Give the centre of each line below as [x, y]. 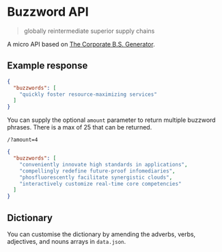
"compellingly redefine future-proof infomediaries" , [97, 171]
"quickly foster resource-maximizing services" [88, 94]
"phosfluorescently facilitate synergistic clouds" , [96, 177]
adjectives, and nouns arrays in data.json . [67, 241]
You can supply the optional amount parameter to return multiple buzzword [112, 120]
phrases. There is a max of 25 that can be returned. [80, 127]
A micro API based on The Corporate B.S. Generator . [81, 44]
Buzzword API [48, 12]
